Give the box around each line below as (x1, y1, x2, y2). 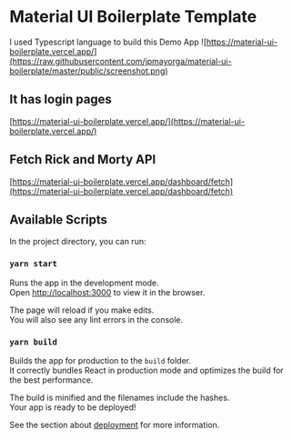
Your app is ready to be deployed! (9, 402, 136, 413)
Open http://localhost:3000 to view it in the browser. (9, 286, 206, 297)
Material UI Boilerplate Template (9, 6, 258, 27)
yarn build (9, 336, 57, 347)
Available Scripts (9, 212, 107, 227)
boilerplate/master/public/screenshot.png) (9, 65, 168, 76)
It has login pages (9, 92, 112, 107)
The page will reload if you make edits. (9, 304, 155, 315)
